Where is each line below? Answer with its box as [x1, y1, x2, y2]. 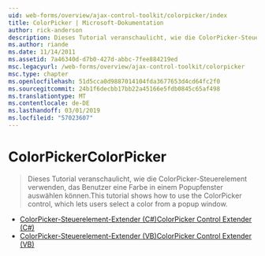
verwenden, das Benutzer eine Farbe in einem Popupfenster [27, 182, 223, 191]
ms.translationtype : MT [8, 92, 87, 100]
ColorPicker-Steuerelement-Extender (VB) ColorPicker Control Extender [19, 231, 252, 240]
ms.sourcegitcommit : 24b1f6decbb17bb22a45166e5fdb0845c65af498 [8, 84, 221, 93]
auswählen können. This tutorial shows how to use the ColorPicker [27, 191, 242, 200]
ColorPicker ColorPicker [8, 148, 167, 166]
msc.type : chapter [8, 70, 69, 78]
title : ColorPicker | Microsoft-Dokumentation [8, 19, 164, 27]
